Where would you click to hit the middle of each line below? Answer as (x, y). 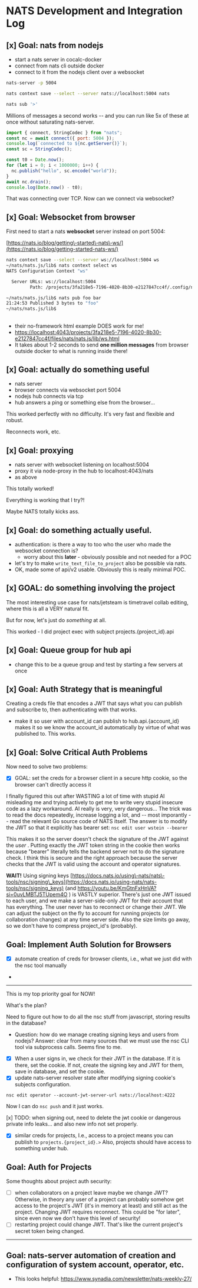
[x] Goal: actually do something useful (78, 369)
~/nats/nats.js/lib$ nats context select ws (62, 266)
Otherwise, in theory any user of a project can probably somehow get (99, 1199)
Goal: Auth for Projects (49, 1167)
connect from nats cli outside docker (59, 66)
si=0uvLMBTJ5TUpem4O (37, 895)
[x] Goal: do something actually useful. (79, 530)
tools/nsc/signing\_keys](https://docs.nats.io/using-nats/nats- (82, 882)
